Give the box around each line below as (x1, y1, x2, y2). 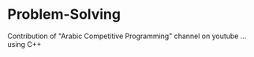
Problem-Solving (7, 5, 121, 23)
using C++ (7, 39, 42, 48)
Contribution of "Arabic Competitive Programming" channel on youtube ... (7, 31, 247, 41)
